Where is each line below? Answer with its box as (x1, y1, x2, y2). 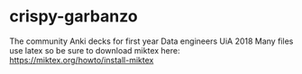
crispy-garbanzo (9, 6, 138, 27)
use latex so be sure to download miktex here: (9, 45, 180, 55)
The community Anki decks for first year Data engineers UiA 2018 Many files (9, 36, 294, 46)
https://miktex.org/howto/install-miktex (9, 54, 154, 65)
